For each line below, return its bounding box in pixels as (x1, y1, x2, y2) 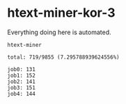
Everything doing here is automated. (7, 28, 111, 36)
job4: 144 (7, 90, 36, 97)
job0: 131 (7, 66, 36, 73)
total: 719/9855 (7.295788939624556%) (7, 54, 120, 61)
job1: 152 (7, 72, 36, 79)
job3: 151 (7, 84, 36, 91)
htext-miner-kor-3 (7, 5, 116, 21)
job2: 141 (7, 78, 36, 85)
